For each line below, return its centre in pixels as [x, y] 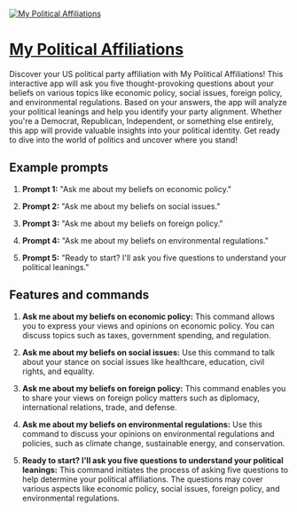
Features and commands [79, 295]
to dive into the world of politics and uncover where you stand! [123, 140]
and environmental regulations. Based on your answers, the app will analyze [148, 102]
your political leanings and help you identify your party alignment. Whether [145, 112]
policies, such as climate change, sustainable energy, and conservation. [153, 443]
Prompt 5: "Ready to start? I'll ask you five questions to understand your [154, 258]
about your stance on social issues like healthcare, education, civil [143, 361]
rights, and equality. [58, 371]
